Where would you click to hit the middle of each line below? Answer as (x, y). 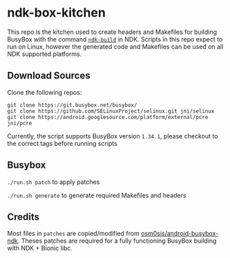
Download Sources (49, 76)
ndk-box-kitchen (56, 13)
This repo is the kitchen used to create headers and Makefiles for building (112, 32)
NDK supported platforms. (45, 54)
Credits (23, 217)
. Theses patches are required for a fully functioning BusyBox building (117, 241)
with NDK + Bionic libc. (40, 248)
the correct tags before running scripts (62, 143)
